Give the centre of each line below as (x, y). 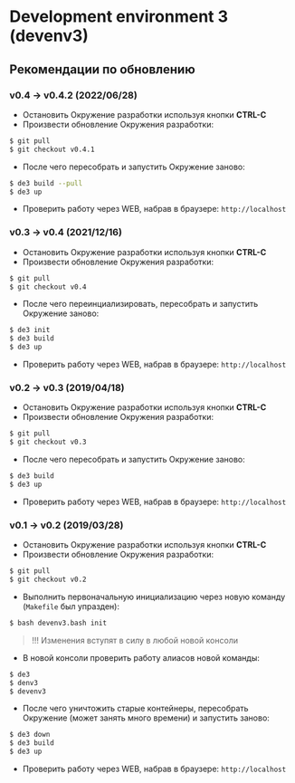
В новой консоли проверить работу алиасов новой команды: (141, 657)
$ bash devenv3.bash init (58, 623)
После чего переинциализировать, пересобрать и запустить (140, 304)
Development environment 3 (119, 17)
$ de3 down (30, 735)
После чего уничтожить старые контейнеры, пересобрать (135, 709)
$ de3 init (30, 330)
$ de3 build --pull (46, 183)
